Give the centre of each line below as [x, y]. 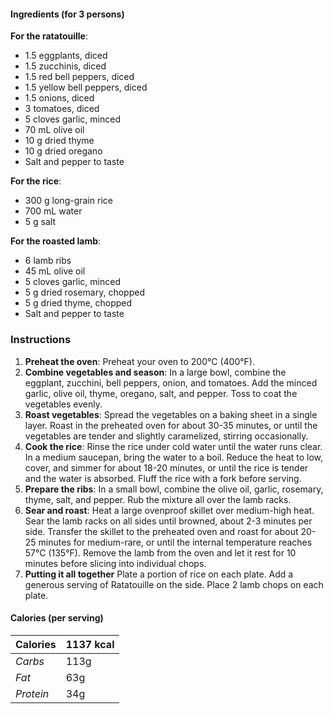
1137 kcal [90, 644]
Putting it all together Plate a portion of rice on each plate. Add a [159, 574]
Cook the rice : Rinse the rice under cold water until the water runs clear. [173, 446]
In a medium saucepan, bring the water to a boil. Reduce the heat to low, [174, 457]
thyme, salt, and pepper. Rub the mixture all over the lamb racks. [158, 499]
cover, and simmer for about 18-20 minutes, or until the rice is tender [166, 467]
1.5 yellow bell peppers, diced [86, 87]
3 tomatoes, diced [62, 109]
